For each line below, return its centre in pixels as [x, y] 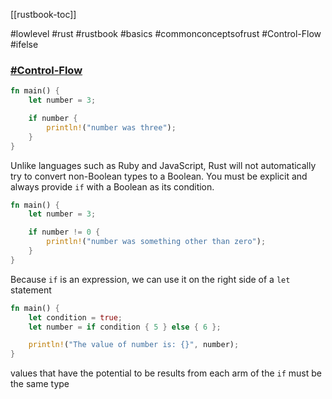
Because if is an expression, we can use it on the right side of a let [150, 279]
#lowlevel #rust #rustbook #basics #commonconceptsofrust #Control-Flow [166, 33]
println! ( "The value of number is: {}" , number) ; [134, 345]
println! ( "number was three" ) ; [111, 127]
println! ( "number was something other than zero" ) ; [156, 242]
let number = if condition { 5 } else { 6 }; [125, 327]
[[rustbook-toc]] [43, 14]
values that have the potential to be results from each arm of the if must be [166, 373]
